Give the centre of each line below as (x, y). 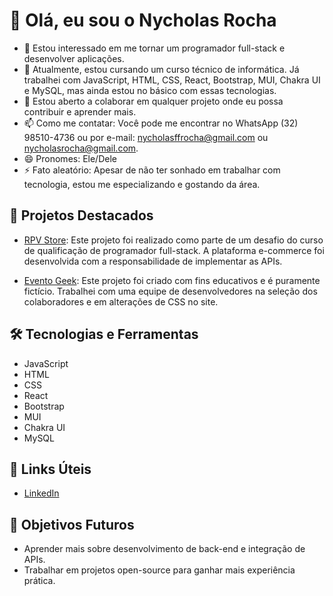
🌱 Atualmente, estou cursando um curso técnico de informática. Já (161, 69)
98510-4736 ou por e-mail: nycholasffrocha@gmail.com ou (146, 137)
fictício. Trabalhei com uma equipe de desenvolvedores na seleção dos (170, 291)
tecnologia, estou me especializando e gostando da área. (142, 184)
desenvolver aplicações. (74, 58)
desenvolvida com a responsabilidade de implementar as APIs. (153, 261)
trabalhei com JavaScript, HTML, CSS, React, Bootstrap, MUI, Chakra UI (172, 80)
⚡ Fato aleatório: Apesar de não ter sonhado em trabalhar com (152, 170)
